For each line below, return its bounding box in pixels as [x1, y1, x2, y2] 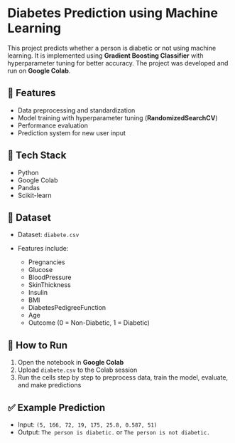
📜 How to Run [7, 339, 68, 351]
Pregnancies [28, 258, 65, 266]
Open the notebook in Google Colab [17, 358, 124, 367]
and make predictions [17, 381, 82, 390]
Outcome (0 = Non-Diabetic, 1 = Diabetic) [28, 318, 151, 327]
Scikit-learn [17, 191, 52, 199]
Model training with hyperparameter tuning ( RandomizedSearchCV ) [17, 113, 218, 122]
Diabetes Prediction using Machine [7, 5, 219, 21]
